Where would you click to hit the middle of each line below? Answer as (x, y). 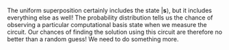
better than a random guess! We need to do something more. (93, 39)
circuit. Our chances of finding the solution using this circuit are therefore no (115, 32)
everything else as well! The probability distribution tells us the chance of (110, 18)
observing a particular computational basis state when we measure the (107, 25)
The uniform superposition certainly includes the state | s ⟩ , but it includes (109, 10)
